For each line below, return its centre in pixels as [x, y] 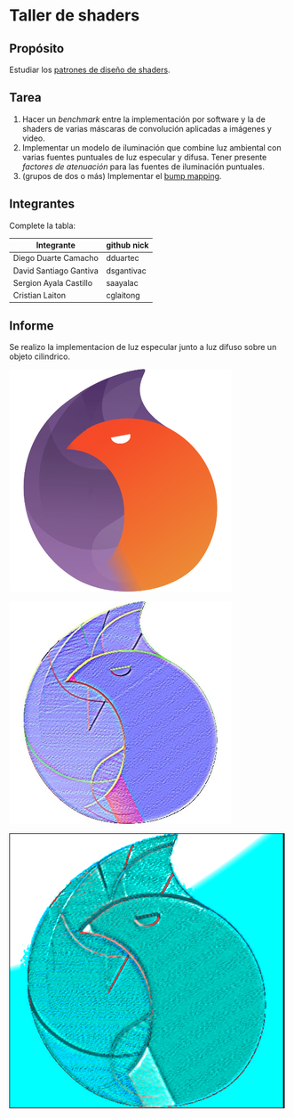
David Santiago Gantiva [56, 270]
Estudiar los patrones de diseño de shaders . [90, 69]
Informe [32, 326]
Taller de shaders [75, 16]
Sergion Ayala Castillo [53, 282]
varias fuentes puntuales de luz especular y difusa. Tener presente [144, 157]
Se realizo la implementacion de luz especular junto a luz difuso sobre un [143, 347]
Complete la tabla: [43, 225]
